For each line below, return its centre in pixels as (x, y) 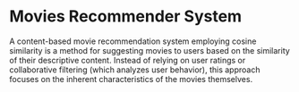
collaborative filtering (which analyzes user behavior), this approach (135, 70)
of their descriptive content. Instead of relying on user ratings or (128, 60)
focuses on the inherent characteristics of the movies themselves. (131, 79)
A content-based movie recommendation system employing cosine (133, 41)
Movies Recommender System (126, 17)
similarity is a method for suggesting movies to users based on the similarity (150, 50)
